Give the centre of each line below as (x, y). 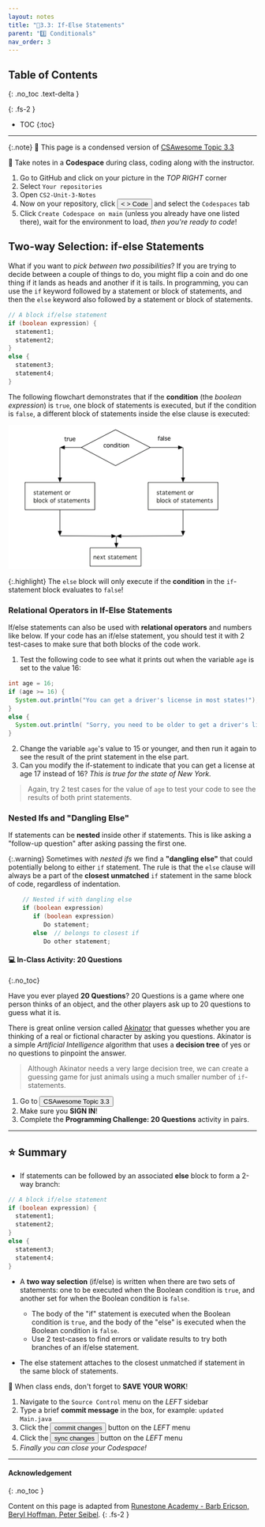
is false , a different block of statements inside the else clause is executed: (129, 413)
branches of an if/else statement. (85, 1347)
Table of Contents (53, 75)
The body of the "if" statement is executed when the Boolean (131, 1313)
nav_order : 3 (30, 42)
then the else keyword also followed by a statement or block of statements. (131, 299)
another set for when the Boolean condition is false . (105, 1298)
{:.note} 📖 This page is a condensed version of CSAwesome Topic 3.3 (121, 147)
